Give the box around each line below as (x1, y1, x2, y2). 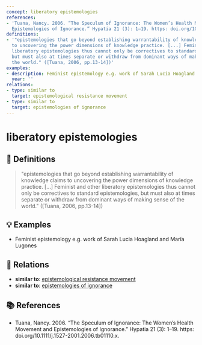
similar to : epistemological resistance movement (14, 276, 136, 283)
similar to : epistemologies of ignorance (14, 282, 113, 290)
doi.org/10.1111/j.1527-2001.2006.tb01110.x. (14, 332, 120, 339)
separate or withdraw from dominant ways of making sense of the (20, 195, 185, 203)
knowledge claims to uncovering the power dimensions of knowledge (20, 176, 194, 184)
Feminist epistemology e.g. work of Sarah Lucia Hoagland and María (14, 236, 185, 243)
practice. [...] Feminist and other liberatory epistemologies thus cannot (20, 183, 195, 190)
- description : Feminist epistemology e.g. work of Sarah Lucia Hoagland (6, 71, 195, 77)
